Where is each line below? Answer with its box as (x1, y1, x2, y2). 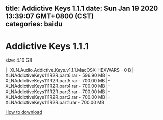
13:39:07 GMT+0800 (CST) (5, 12, 94, 21)
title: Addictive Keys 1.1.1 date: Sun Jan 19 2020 (5, 4, 158, 13)
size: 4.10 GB (5, 57, 32, 63)
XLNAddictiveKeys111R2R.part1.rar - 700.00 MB (5, 99, 104, 106)
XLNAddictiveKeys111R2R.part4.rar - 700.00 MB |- (5, 83, 111, 89)
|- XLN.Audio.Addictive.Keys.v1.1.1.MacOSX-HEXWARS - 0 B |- (5, 67, 136, 73)
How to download (5, 109, 42, 115)
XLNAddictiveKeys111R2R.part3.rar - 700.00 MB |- (5, 88, 111, 95)
